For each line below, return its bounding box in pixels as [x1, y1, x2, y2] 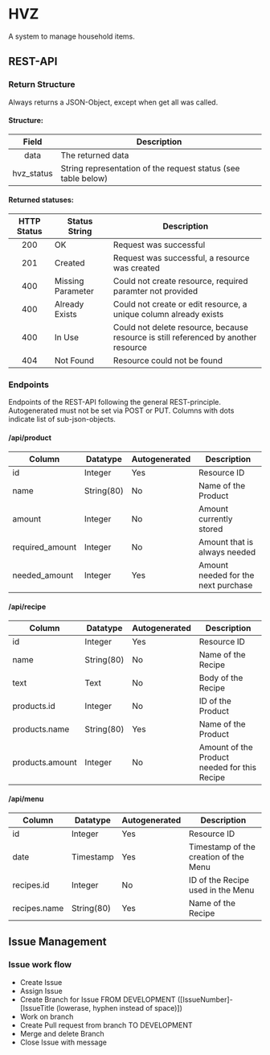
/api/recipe [8, 602, 47, 612]
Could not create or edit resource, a [112, 299, 247, 310]
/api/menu [8, 794, 44, 804]
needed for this [198, 761, 257, 773]
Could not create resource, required [112, 275, 248, 286]
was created [112, 262, 161, 274]
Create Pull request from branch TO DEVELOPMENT [19, 1020, 193, 1030]
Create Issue [19, 977, 63, 987]
